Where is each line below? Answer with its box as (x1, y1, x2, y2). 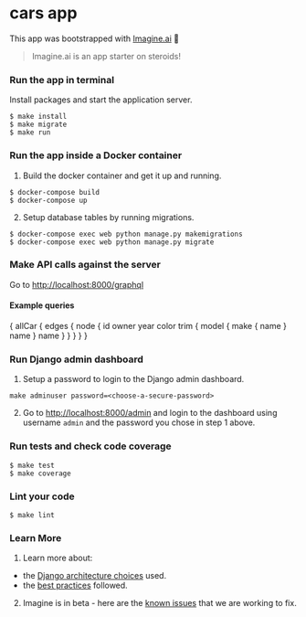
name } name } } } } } (9, 330, 89, 341)
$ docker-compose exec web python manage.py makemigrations (9, 229, 244, 239)
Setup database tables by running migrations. (22, 211, 195, 222)
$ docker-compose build (9, 187, 100, 197)
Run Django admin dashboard (9, 353, 144, 366)
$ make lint (9, 510, 55, 519)
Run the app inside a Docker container (9, 149, 183, 162)
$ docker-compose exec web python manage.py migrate (9, 237, 215, 247)
